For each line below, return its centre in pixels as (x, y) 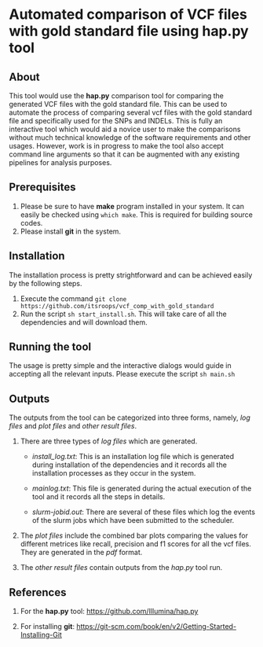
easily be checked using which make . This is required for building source (137, 215)
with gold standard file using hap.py (129, 31)
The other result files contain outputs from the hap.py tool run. (121, 568)
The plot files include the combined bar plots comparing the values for (134, 535)
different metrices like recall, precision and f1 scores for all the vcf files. (136, 544)
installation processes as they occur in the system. (114, 473)
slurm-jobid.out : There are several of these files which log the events (144, 512)
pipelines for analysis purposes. (60, 162)
